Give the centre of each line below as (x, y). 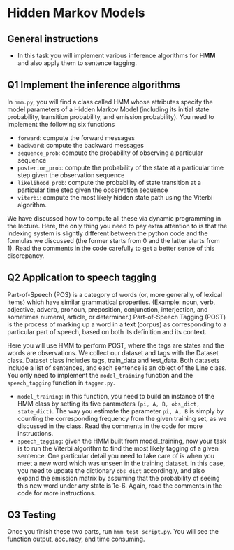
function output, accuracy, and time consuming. (76, 539)
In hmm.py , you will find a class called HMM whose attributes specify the (110, 102)
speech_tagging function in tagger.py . (61, 383)
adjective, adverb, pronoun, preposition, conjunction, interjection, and (108, 309)
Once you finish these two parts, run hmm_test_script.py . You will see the (113, 532)
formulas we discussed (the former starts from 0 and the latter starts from (114, 240)
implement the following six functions (61, 124)
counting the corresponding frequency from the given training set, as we (122, 418)
